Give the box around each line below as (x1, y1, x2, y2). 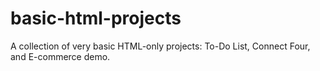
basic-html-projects (10, 7, 182, 30)
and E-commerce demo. (10, 50, 111, 62)
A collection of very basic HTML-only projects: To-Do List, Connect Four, (10, 40, 311, 52)
